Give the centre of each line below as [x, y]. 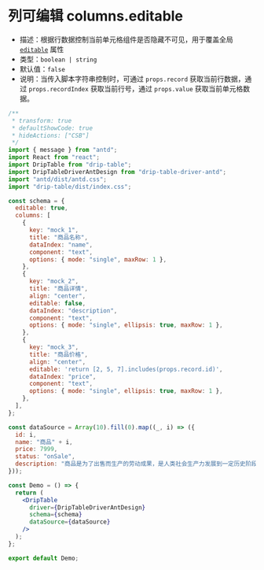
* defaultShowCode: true [52, 128]
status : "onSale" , [46, 457]
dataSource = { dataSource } [70, 522]
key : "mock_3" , [54, 347]
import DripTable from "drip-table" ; [70, 165]
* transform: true [42, 120]
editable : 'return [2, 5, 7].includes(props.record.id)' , [126, 369]
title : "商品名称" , [59, 237]
